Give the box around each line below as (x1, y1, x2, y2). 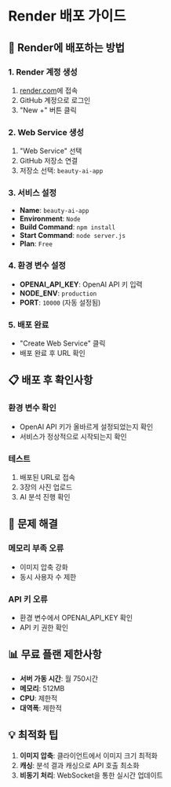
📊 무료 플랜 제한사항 (8, 648, 102, 661)
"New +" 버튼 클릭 (19, 105, 77, 115)
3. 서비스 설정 (8, 188, 57, 199)
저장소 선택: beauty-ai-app (19, 166, 104, 175)
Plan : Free (19, 239, 53, 248)
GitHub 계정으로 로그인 (19, 95, 91, 104)
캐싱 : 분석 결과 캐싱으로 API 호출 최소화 (19, 760, 140, 770)
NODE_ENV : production (19, 288, 97, 298)
